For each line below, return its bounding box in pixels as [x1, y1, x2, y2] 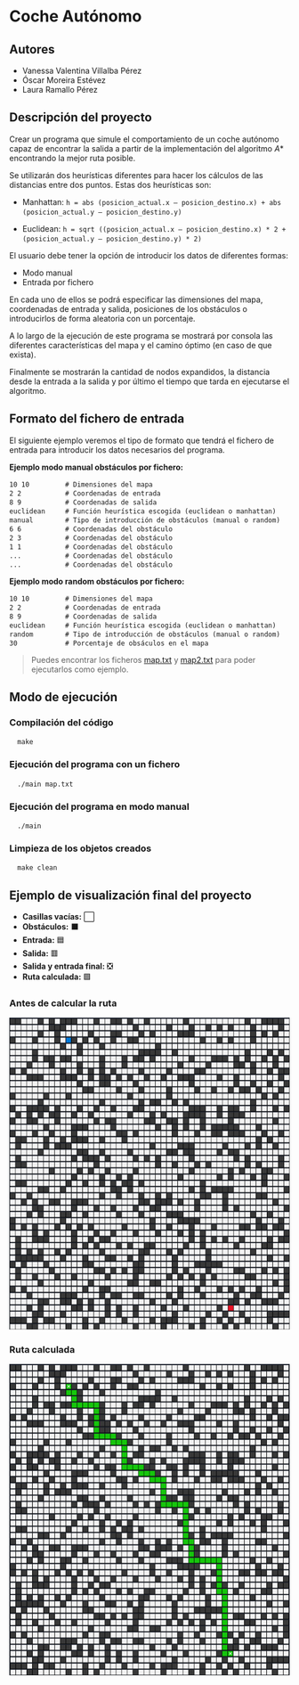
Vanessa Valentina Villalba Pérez [21, 65, 142, 76]
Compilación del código [9, 716, 114, 728]
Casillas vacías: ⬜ [21, 912, 95, 922]
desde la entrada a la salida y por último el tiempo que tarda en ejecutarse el [9, 376, 290, 387]
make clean [17, 863, 58, 872]
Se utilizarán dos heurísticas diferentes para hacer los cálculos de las [9, 169, 264, 180]
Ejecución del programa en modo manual [9, 800, 190, 813]
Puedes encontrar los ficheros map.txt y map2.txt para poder [30, 654, 256, 665]
